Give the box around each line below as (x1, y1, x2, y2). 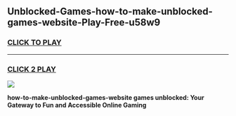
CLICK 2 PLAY (7, 64, 56, 74)
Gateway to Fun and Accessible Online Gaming (7, 101, 147, 109)
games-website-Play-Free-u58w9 (7, 17, 161, 29)
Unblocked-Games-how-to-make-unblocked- (7, 6, 213, 18)
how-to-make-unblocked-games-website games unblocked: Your (7, 93, 205, 101)
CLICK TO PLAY (7, 38, 62, 48)
